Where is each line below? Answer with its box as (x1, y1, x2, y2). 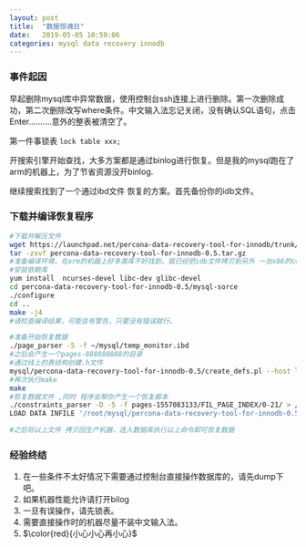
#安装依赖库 (9, 265, 48, 274)
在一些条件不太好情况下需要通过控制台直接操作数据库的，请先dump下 (22, 471, 284, 482)
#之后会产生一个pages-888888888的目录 (9, 350, 143, 359)
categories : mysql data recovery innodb (9, 38, 166, 48)
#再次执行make (9, 375, 57, 384)
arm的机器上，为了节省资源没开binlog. (9, 166, 154, 177)
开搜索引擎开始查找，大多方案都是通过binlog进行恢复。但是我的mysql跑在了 (9, 154, 294, 165)
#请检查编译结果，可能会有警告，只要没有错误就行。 (9, 316, 177, 325)
